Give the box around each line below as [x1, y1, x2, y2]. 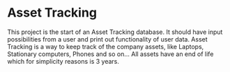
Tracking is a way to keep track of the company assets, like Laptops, [7, 42, 204, 51]
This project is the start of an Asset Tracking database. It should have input [7, 28, 223, 36]
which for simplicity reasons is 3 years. [7, 57, 120, 65]
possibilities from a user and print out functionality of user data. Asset [7, 35, 208, 43]
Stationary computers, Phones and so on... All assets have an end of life [7, 50, 214, 58]
